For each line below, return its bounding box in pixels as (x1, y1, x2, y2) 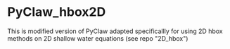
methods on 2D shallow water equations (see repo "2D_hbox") (7, 34, 189, 42)
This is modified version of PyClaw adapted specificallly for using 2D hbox (7, 27, 223, 35)
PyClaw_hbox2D (7, 4, 106, 20)
